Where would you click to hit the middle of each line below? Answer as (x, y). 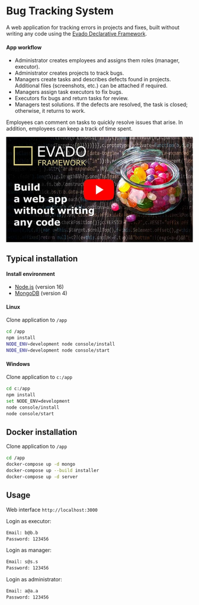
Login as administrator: (34, 579)
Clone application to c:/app (39, 377)
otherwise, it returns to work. (50, 111)
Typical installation (42, 259)
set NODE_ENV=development (38, 401)
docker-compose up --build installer (53, 471)
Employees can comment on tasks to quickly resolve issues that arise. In (95, 122)
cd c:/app (18, 389)
